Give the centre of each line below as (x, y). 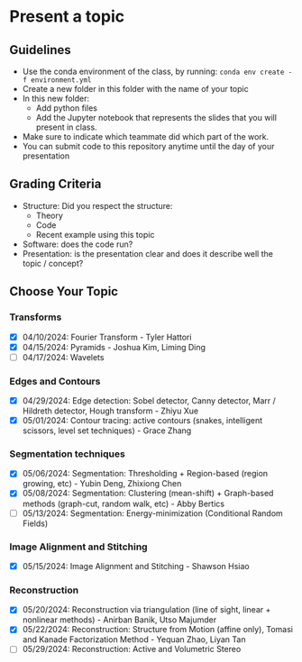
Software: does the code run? (78, 244)
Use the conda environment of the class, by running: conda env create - (157, 71)
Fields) (35, 523)
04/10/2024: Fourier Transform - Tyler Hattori (107, 337)
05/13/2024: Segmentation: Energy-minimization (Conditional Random (153, 513)
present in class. (66, 127)
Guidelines (40, 50)
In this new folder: (56, 98)
